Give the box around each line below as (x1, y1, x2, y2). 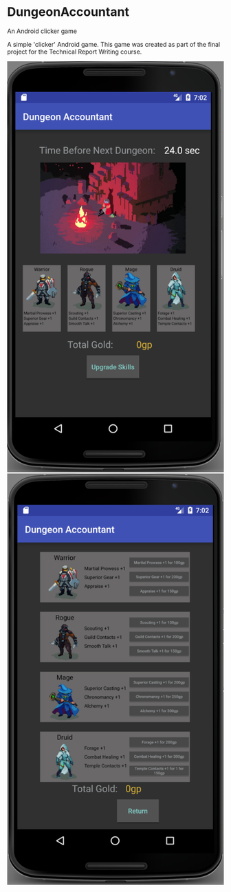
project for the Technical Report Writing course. (7, 47, 142, 56)
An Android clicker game (7, 27, 78, 35)
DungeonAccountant (7, 4, 129, 20)
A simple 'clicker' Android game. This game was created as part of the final (7, 40, 221, 48)
